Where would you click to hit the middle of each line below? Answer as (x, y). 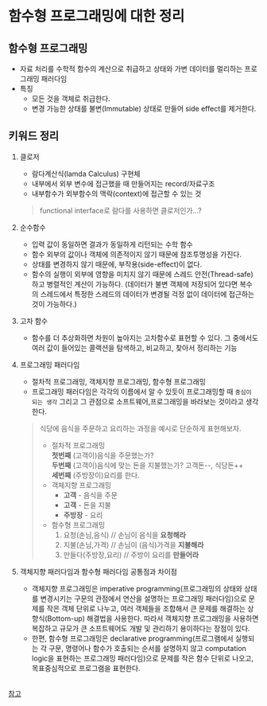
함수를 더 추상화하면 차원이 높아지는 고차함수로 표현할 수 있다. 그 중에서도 (145, 337)
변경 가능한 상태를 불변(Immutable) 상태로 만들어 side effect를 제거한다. (144, 109)
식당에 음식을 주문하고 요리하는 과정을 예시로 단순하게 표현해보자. (140, 428)
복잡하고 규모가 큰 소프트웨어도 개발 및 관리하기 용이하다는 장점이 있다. (141, 628)
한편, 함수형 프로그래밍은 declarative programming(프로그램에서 (132, 638)
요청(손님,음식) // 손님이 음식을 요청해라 (125, 535)
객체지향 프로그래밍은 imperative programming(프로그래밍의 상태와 (137, 588)
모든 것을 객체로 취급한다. (71, 99)
